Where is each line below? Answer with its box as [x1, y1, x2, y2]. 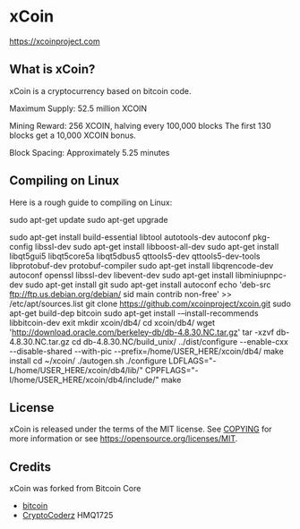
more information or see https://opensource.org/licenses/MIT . [9, 433, 238, 444]
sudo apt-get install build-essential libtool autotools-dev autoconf [9, 231, 251, 243]
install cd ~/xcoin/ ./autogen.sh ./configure [9, 355, 167, 366]
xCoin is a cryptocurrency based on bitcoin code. [9, 85, 192, 96]
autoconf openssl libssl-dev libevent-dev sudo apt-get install [9, 269, 235, 280]
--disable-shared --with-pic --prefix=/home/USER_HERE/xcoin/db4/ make [9, 346, 284, 356]
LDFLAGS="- [168, 355, 217, 366]
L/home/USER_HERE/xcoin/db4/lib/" [9, 364, 143, 375]
